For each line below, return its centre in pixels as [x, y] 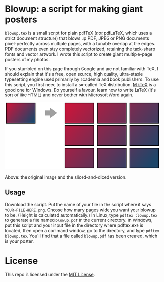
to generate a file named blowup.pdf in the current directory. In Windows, [79, 220]
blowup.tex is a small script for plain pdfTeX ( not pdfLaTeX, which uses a [79, 33]
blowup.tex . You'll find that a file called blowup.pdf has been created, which [81, 236]
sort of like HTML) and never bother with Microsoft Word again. [69, 95]
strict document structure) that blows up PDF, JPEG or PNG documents [77, 38]
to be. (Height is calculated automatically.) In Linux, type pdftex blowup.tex [81, 215]
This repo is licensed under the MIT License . [50, 275]
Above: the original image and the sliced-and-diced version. [66, 177]
